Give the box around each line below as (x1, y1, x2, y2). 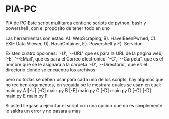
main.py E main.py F (5, 93, 48, 99)
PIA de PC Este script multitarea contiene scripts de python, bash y (5, 20, 146, 26)
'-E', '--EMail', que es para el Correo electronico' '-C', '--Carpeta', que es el (5, 55, 163, 62)
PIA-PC (5, 3, 37, 15)
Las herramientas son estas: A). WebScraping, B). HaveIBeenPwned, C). (5, 35, 157, 41)
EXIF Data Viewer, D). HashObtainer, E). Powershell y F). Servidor (5, 40, 143, 46)
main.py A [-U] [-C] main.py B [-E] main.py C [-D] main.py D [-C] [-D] (5, 87, 151, 93)
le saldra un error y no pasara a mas (5, 108, 81, 114)
